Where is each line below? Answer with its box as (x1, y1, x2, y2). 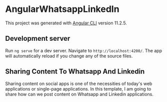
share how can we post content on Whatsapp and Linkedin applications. (5, 91, 154, 97)
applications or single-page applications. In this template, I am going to (5, 86, 151, 92)
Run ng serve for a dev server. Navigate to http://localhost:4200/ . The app (5, 47, 162, 53)
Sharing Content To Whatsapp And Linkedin (5, 67, 145, 76)
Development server (5, 34, 70, 43)
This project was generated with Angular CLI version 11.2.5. (5, 20, 127, 26)
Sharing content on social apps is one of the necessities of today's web (5, 81, 152, 87)
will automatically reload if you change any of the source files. (5, 53, 133, 59)
